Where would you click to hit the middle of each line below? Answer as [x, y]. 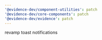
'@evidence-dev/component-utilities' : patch [51, 10]
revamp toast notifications [31, 33]
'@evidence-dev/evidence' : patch [39, 19]
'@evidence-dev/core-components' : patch [47, 14]
